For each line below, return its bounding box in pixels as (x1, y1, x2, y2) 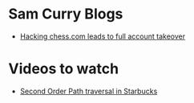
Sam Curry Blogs (8, 5, 123, 23)
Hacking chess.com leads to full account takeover (19, 31, 186, 41)
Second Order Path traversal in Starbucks (19, 86, 158, 96)
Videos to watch (8, 60, 119, 78)
